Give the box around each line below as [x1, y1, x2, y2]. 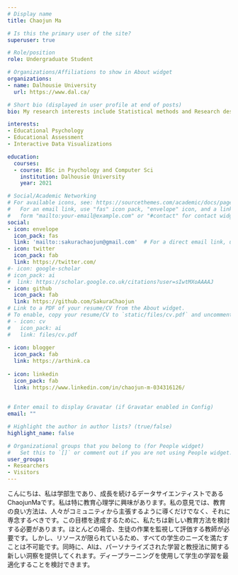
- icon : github [7, 285, 52, 292]
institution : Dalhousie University [20, 173, 125, 180]
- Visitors [7, 469, 40, 476]
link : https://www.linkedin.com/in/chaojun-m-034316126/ [13, 384, 186, 391]
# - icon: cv [7, 317, 46, 325]
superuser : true [7, 36, 55, 43]
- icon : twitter [7, 246, 55, 253]
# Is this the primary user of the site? [7, 30, 132, 37]
